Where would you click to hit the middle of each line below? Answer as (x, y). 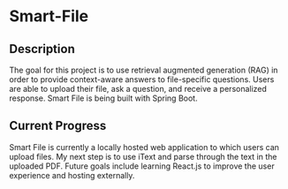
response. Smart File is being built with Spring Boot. (103, 98)
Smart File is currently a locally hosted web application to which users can (144, 147)
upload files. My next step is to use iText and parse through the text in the (143, 156)
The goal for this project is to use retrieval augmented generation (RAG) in (144, 70)
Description (42, 49)
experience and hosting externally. (72, 175)
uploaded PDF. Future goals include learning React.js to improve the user (142, 166)
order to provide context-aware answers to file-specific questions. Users (142, 79)
